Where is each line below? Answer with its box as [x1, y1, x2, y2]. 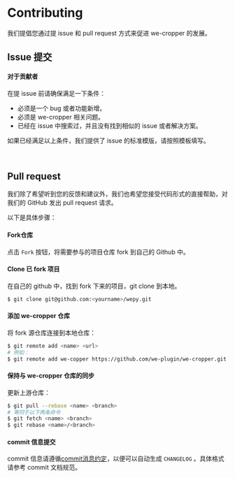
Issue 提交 [7, 51, 52, 64]
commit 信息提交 [7, 437, 56, 446]
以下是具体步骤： [7, 213, 57, 222]
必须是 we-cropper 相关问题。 [17, 113, 105, 121]
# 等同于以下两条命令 [7, 409, 61, 416]
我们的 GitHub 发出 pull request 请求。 [7, 198, 117, 207]
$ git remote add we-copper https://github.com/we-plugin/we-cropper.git [7, 355, 227, 363]
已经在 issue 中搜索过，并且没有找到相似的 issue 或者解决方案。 [17, 121, 202, 130]
